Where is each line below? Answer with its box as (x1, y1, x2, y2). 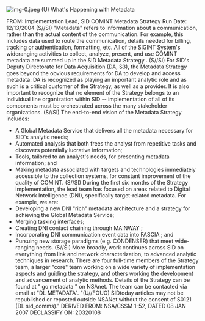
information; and (15, 160, 57, 166)
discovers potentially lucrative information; (15, 147, 123, 153)
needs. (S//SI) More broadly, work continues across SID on (35, 244, 184, 251)
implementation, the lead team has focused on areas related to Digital (15, 185, 190, 193)
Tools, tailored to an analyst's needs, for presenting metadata (15, 153, 170, 160)
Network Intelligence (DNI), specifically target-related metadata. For (15, 192, 187, 199)
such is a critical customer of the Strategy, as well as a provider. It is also (6, 83, 189, 90)
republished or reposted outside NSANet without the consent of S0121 (15, 296, 192, 303)
